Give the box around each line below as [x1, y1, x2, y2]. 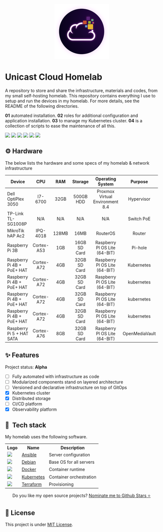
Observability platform [12, 406, 57, 413]
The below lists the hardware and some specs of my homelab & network [5, 160, 149, 166]
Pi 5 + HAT [7, 330, 29, 336]
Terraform [21, 481, 42, 487]
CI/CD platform [12, 401, 43, 407]
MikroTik [7, 228, 25, 233]
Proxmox [97, 188, 115, 194]
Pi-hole [131, 245, 147, 251]
